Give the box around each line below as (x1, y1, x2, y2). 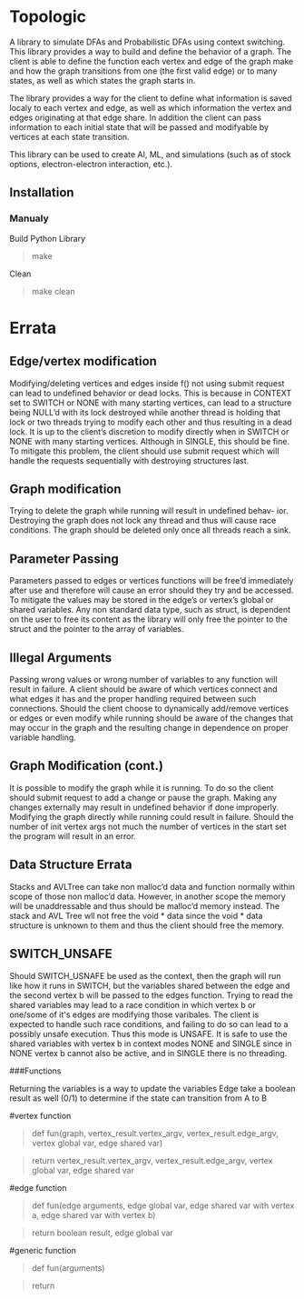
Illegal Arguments (9, 650, 113, 665)
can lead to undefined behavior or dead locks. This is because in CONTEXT (9, 387, 292, 398)
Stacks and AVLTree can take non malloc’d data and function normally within (9, 881, 296, 892)
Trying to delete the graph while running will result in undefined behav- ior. (9, 505, 289, 516)
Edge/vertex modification (9, 354, 157, 369)
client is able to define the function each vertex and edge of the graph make (9, 55, 294, 66)
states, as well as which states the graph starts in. (9, 75, 196, 85)
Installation (9, 185, 74, 201)
